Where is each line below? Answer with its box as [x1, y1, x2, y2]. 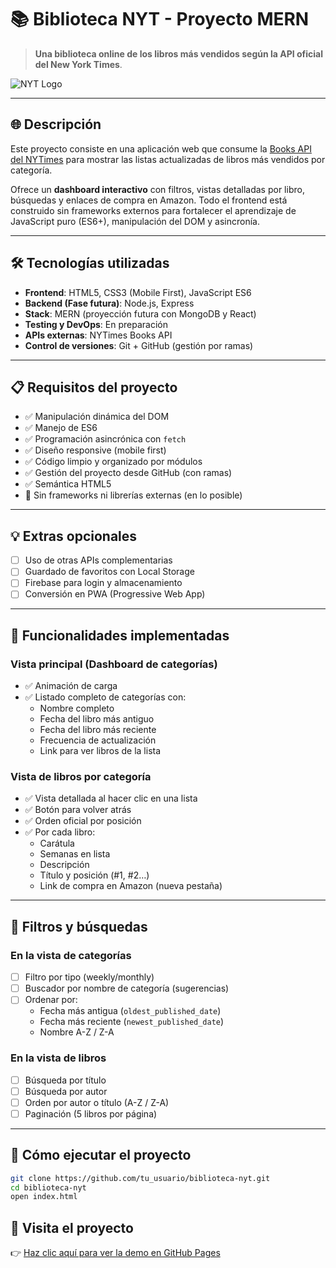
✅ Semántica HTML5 [24, 478, 112, 490]
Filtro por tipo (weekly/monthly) [24, 971, 155, 983]
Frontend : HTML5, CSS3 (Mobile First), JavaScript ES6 [24, 286, 252, 298]
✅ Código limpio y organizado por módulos [24, 456, 203, 468]
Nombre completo [39, 702, 115, 715]
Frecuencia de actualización [39, 734, 157, 746]
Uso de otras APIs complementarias [24, 554, 173, 566]
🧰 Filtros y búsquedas [10, 918, 148, 935]
